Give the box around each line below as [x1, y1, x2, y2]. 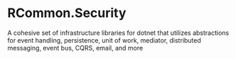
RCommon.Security [7, 5, 127, 21]
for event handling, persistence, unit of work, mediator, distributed [7, 36, 201, 44]
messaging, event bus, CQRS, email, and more [7, 43, 144, 52]
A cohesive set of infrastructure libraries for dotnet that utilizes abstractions [7, 28, 230, 37]
